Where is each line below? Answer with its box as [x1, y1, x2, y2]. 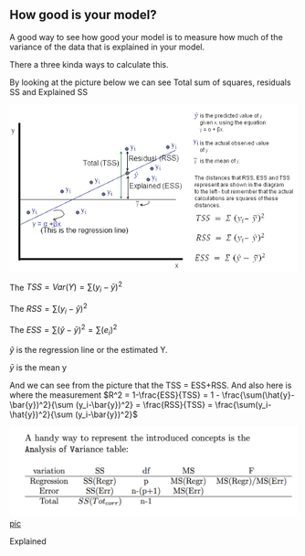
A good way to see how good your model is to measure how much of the [9, 31, 283, 42]
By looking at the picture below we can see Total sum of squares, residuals [9, 77, 291, 88]
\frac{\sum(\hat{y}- [221, 389, 295, 401]
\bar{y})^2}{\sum [9, 399, 74, 410]
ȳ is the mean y [9, 361, 67, 373]
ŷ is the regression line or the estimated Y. [9, 344, 168, 355]
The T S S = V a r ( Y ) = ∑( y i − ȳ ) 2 [9, 280, 123, 294]
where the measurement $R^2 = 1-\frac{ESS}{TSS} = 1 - [9, 389, 221, 401]
